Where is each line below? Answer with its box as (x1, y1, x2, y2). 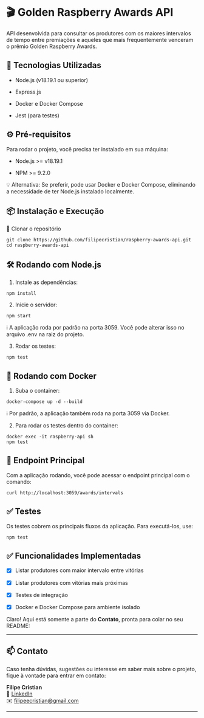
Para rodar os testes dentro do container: (15, 422, 118, 429)
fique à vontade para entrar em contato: (6, 672, 106, 679)
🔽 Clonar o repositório (6, 225, 61, 232)
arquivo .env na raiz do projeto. (6, 331, 84, 338)
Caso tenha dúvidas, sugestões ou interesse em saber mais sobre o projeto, (6, 665, 197, 672)
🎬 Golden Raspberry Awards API (6, 5, 174, 19)
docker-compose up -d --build (6, 399, 83, 405)
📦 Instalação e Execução (6, 205, 104, 216)
